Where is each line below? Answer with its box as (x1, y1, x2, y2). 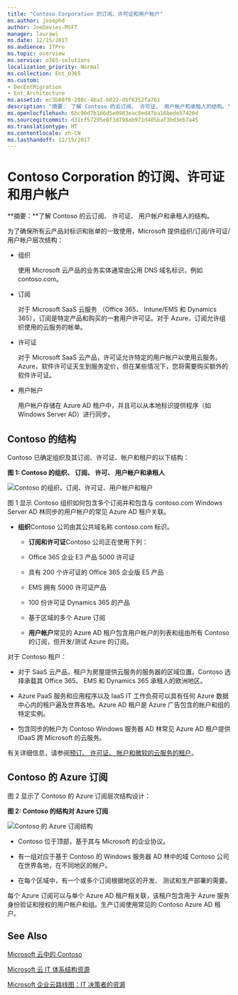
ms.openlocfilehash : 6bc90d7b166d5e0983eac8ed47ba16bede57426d (7, 110, 199, 117)
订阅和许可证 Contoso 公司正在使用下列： (28, 538, 149, 546)
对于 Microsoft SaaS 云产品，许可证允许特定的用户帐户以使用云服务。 (17, 353, 222, 362)
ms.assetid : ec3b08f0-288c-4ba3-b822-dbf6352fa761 (7, 97, 161, 104)
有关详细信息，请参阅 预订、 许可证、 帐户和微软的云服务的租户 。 (7, 749, 198, 757)
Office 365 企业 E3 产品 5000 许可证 (28, 553, 135, 561)
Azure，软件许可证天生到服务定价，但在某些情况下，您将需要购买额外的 (17, 362, 229, 371)
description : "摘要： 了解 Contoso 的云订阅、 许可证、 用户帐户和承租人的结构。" (7, 103, 231, 110)
